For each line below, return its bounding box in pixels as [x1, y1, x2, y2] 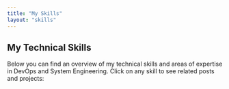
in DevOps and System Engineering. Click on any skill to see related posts [7, 67, 215, 75]
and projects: [7, 75, 44, 83]
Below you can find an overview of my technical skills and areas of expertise [7, 60, 223, 68]
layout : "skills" [7, 16, 57, 23]
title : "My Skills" [7, 10, 63, 17]
